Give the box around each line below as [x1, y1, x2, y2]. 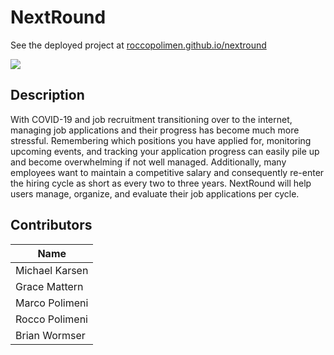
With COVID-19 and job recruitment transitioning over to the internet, [10, 113, 293, 125]
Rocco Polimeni [15, 312, 88, 326]
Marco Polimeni [15, 296, 89, 310]
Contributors [10, 217, 93, 234]
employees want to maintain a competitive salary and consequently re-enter [10, 166, 325, 178]
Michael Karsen [15, 263, 89, 277]
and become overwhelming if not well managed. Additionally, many [10, 156, 287, 168]
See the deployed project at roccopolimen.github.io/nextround [10, 39, 267, 51]
